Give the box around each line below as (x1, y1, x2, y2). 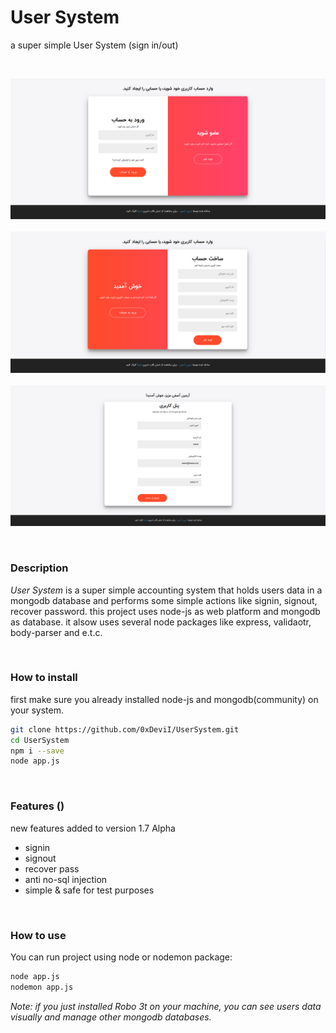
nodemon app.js (10, 982, 74, 992)
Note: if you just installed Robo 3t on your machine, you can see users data (10, 1000, 322, 1012)
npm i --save (10, 746, 65, 756)
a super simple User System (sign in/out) (10, 39, 179, 51)
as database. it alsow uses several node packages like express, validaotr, (10, 616, 312, 628)
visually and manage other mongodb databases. (10, 1011, 212, 1023)
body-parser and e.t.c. (10, 626, 103, 638)
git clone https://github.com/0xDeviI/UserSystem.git (10, 724, 240, 735)
